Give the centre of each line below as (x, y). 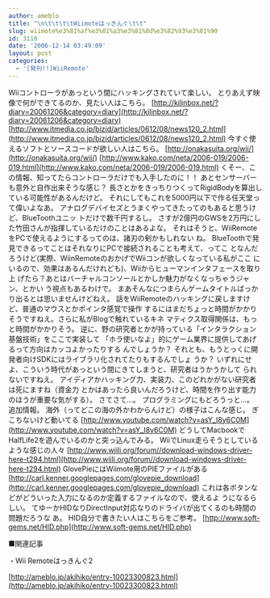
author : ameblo (34, 16)
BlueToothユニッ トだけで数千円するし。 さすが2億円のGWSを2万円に (138, 217)
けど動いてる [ (60, 419)
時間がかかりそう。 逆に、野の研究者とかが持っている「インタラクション (135, 329)
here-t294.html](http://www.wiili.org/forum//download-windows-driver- (128, 459)
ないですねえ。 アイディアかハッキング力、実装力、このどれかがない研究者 (132, 379)
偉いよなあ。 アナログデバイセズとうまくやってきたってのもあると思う (132, 208)
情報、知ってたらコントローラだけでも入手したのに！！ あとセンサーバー (136, 177)
